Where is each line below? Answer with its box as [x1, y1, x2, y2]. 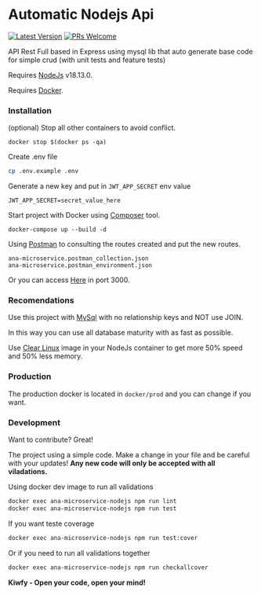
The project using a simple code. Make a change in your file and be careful [8, 450, 250, 459]
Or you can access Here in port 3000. [8, 275, 131, 285]
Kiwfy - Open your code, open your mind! [8, 578, 147, 587]
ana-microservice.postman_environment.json [8, 262, 153, 270]
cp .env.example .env [8, 167, 79, 175]
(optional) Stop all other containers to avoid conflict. [8, 123, 176, 133]
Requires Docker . [8, 85, 64, 95]
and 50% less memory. [8, 351, 83, 361]
